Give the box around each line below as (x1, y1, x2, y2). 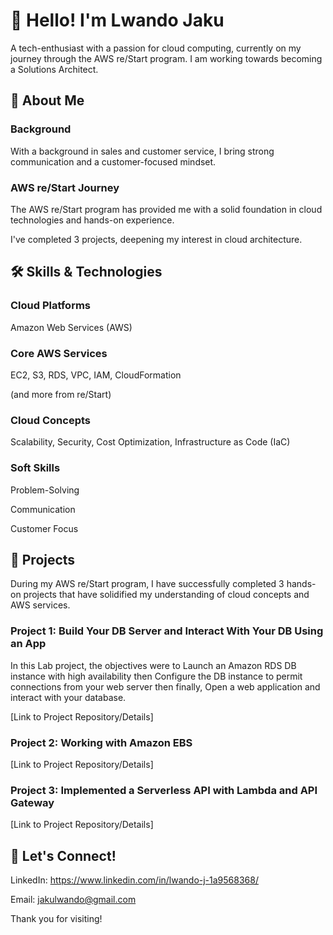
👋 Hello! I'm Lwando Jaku (10, 9, 225, 32)
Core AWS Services (10, 346, 108, 360)
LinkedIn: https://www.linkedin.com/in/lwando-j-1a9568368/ (10, 874, 259, 886)
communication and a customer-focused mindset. (10, 155, 217, 168)
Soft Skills (10, 461, 61, 475)
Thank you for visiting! (10, 913, 103, 925)
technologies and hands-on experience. (10, 214, 175, 226)
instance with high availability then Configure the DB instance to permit (10, 670, 303, 682)
